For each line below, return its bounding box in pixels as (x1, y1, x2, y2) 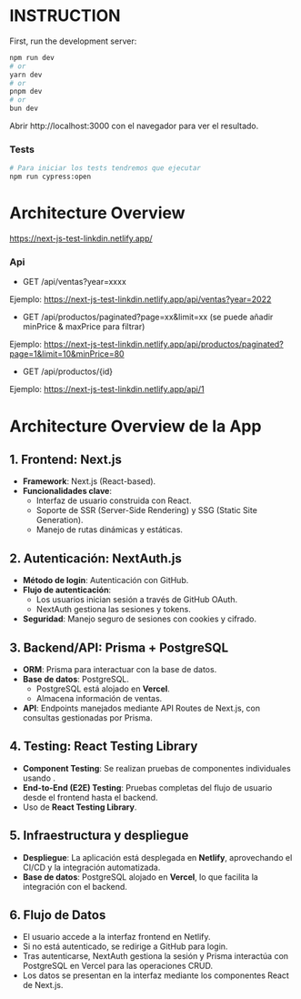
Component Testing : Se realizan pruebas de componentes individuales (22, 762, 291, 773)
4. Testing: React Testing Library (9, 739, 198, 754)
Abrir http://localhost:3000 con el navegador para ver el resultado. (9, 120, 259, 132)
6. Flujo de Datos (9, 907, 106, 923)
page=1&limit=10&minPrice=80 (9, 348, 125, 359)
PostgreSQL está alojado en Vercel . (35, 683, 170, 694)
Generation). (35, 515, 84, 526)
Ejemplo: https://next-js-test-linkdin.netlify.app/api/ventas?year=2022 (9, 294, 272, 305)
